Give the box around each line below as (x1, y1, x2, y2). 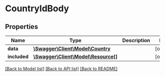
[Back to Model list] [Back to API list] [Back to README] (5, 66, 118, 72)
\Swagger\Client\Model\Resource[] (33, 53, 118, 60)
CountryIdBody (5, 3, 69, 14)
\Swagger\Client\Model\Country (33, 45, 110, 52)
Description (122, 37, 151, 44)
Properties (5, 23, 38, 31)
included (7, 53, 28, 60)
